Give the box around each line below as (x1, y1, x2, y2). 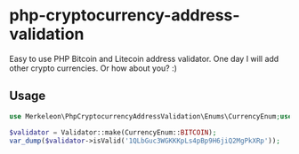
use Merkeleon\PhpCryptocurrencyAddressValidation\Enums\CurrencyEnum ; (9, 112, 280, 120)
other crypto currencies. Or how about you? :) (9, 63, 178, 73)
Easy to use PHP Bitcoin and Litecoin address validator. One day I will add (9, 53, 279, 64)
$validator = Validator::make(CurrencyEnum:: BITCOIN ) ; (9, 127, 217, 137)
